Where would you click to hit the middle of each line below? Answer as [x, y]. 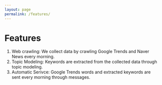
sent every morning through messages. [51, 77]
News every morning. [33, 57]
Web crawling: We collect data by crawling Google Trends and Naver [80, 51]
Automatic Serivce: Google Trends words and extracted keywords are [81, 72]
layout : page [18, 9]
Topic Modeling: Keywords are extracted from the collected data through [84, 62]
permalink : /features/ [27, 14]
